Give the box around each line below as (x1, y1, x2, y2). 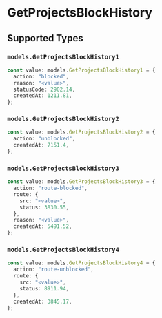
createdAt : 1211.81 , (13, 92, 72, 99)
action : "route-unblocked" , (13, 266, 94, 273)
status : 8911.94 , (19, 285, 70, 292)
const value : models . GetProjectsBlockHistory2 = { (7, 129, 156, 136)
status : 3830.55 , (19, 204, 70, 211)
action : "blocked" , (13, 73, 70, 80)
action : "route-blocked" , (13, 184, 88, 192)
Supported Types (7, 32, 84, 44)
